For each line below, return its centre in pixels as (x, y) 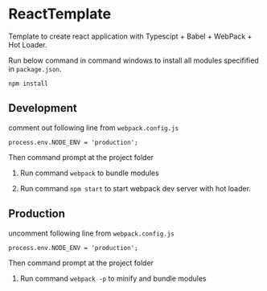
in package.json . (35, 68)
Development (43, 108)
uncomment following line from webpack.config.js (91, 233)
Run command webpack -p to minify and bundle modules (113, 278)
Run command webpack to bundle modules (89, 173)
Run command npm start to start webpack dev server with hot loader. (136, 188)
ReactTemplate (60, 14)
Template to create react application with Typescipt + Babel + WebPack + (130, 36)
